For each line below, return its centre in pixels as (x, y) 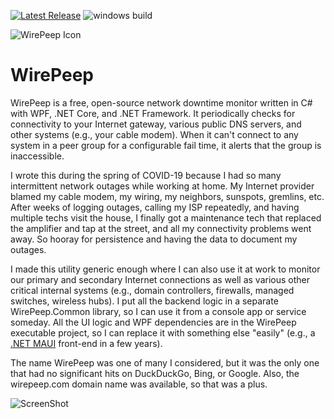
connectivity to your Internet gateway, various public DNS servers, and (156, 124)
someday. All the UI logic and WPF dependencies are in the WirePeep (153, 322)
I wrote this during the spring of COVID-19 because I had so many (146, 175)
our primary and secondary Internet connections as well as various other (160, 279)
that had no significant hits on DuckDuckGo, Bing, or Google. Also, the (155, 373)
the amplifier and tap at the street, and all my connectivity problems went (161, 228)
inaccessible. (37, 156)
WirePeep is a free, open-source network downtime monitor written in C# (161, 102)
